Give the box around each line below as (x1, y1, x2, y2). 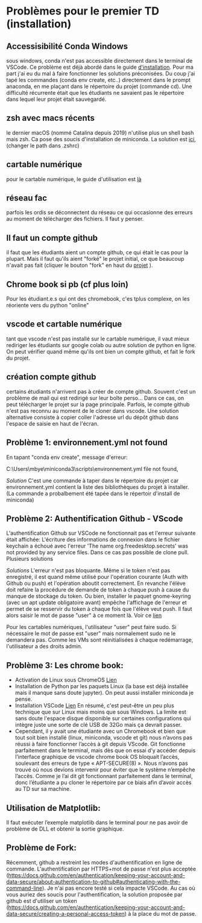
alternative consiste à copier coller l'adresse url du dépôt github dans (6, 414, 179, 421)
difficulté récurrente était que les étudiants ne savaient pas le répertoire (6, 89, 185, 96)
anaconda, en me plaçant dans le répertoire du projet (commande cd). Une (6, 83, 192, 90)
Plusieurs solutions (6, 555, 53, 563)
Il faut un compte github (6, 232, 98, 243)
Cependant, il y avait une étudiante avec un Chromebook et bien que (14, 727, 186, 735)
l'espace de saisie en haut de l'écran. (6, 420, 99, 427)
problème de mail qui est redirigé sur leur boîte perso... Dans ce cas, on (6, 394, 185, 401)
